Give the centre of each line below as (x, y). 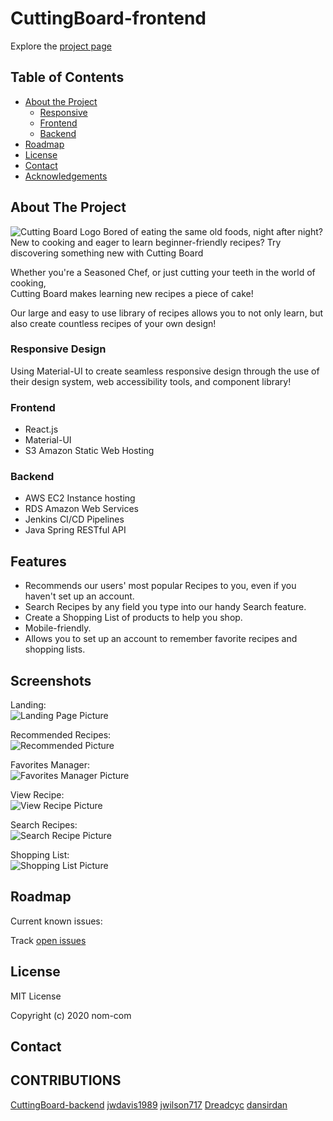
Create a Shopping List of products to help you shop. (133, 618)
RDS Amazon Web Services (81, 509)
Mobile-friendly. (58, 628)
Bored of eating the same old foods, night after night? (213, 231)
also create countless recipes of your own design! (113, 323)
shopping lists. (55, 649)
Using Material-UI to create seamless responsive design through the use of (165, 371)
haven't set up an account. (79, 596)
